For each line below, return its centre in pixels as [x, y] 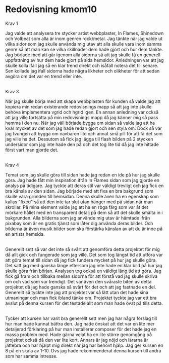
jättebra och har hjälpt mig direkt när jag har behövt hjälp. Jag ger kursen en [84, 345]
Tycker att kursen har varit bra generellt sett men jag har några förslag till [81, 318]
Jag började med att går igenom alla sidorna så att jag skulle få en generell [83, 55]
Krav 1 [12, 23]
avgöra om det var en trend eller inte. [44, 76]
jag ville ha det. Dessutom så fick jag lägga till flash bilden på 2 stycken [79, 139]
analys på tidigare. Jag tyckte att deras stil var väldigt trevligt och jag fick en [84, 186]
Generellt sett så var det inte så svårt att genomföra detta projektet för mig [82, 249]
